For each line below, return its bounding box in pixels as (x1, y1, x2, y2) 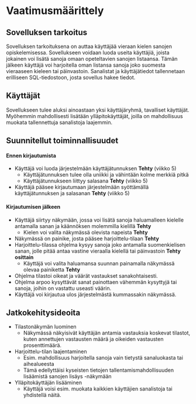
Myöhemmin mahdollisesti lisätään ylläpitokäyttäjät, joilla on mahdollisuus (6, 112, 183, 119)
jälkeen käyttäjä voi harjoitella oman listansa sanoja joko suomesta (6, 61, 166, 68)
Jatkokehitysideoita (6, 308, 81, 317)
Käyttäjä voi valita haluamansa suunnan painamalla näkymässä (23, 260, 175, 267)
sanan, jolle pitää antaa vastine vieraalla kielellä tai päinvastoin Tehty (14, 247, 181, 254)
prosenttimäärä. (23, 342, 62, 349)
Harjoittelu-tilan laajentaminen (14, 348, 87, 355)
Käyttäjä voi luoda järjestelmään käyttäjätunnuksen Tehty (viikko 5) (14, 165, 177, 172)
